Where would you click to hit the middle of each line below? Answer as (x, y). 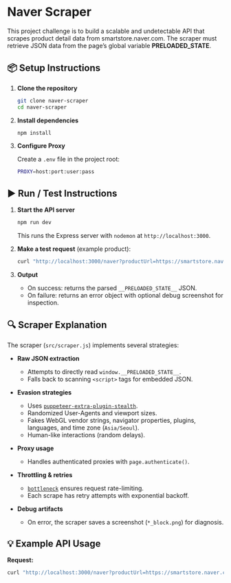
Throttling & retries (45, 474)
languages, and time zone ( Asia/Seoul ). (83, 428)
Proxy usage (35, 448)
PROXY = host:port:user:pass (56, 172)
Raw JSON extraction (48, 358)
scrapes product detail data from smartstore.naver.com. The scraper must (112, 38)
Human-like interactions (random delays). (86, 434)
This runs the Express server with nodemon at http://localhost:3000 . (114, 235)
